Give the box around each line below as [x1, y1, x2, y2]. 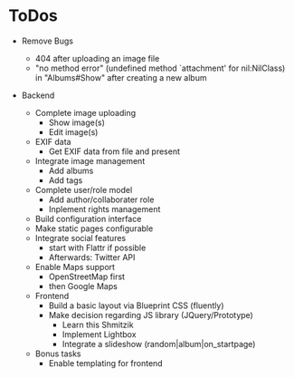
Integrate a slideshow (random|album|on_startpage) [62, 338, 256, 349]
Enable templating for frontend [48, 357, 164, 368]
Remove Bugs [21, 35, 74, 46]
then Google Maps [48, 280, 119, 291]
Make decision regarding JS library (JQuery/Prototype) [48, 309, 254, 320]
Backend [21, 90, 55, 101]
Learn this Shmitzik [62, 319, 134, 330]
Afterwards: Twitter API [48, 251, 136, 263]
